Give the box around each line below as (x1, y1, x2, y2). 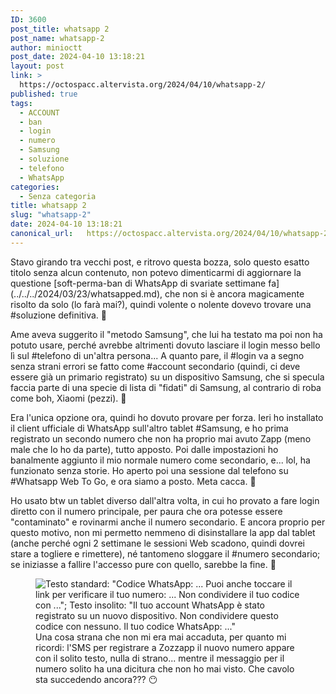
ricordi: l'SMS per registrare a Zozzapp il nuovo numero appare (35, 641, 295, 653)
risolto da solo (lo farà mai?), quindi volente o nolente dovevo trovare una (10, 298, 312, 310)
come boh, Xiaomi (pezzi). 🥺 (10, 392, 127, 404)
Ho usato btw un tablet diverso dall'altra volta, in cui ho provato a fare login (10, 494, 320, 506)
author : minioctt (10, 42, 83, 53)
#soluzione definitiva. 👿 (10, 309, 107, 321)
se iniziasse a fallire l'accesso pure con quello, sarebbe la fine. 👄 (10, 558, 277, 570)
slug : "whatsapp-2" (10, 210, 92, 220)
